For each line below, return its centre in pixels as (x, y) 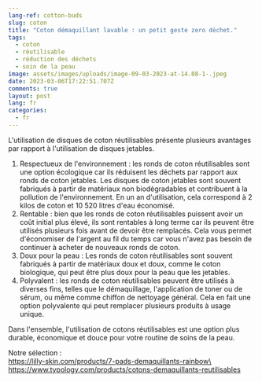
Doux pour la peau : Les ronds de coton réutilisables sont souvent (126, 255)
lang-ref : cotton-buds (45, 15)
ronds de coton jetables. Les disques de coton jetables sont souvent (130, 180)
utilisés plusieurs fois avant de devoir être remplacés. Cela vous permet (135, 230)
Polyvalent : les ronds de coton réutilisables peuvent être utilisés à (127, 281)
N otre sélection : (35, 353)
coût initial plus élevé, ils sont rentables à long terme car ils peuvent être (137, 222)
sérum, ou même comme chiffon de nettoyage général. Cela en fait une (135, 297)
